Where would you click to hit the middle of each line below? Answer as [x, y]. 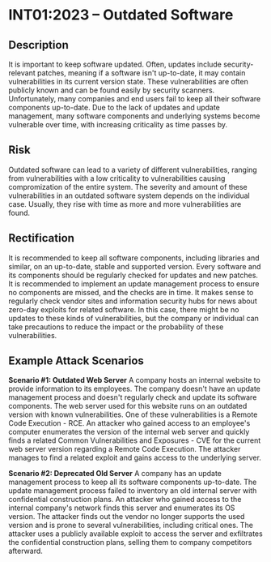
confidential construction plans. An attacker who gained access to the [125, 500]
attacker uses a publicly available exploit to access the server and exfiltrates [135, 534]
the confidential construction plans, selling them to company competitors [130, 543]
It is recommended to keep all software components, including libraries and [134, 258]
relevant [22, 73]
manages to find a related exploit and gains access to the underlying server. [135, 458]
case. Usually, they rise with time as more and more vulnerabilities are [125, 204]
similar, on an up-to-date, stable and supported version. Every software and [135, 266]
